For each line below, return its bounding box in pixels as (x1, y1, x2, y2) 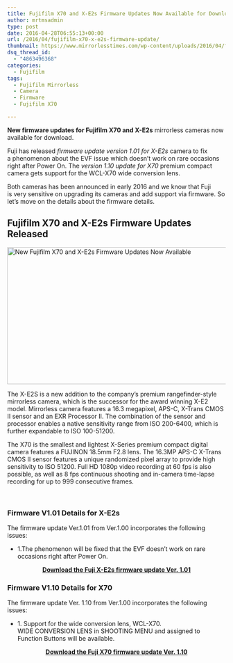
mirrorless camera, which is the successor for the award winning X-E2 (7, 397, 209, 406)
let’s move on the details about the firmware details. (7, 197, 155, 205)
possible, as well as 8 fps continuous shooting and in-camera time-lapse (7, 470, 215, 478)
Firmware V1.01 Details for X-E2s (7, 508, 120, 518)
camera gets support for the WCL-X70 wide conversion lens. (7, 168, 180, 177)
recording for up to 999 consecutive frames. (7, 477, 134, 486)
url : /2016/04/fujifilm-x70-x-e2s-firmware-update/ (7, 36, 159, 43)
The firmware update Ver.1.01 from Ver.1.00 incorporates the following (7, 523, 206, 532)
